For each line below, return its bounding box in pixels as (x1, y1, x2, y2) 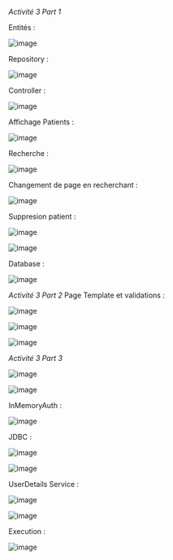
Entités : (8, 23, 36, 32)
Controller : (8, 85, 46, 95)
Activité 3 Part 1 (8, 7, 62, 16)
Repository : (8, 54, 49, 63)
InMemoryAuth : (8, 401, 63, 410)
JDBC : (8, 432, 32, 441)
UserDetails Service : (8, 480, 80, 488)
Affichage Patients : (8, 117, 75, 127)
